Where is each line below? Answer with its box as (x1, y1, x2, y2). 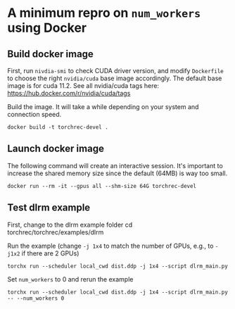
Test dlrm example (7, 202, 91, 214)
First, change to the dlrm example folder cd (7, 220, 133, 229)
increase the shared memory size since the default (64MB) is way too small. (7, 169, 228, 177)
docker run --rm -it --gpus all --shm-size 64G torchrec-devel (7, 182, 197, 189)
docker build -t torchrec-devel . (7, 124, 109, 131)
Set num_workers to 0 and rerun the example (7, 275, 134, 283)
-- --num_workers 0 (7, 294, 65, 302)
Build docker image (7, 48, 94, 60)
